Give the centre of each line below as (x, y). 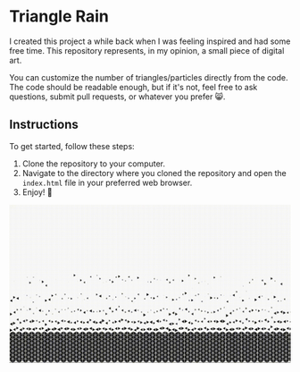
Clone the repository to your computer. (94, 164)
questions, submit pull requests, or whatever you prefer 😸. (117, 97)
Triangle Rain (59, 17)
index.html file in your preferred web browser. (107, 182)
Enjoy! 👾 (37, 192)
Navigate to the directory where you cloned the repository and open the (154, 173)
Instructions (44, 125)
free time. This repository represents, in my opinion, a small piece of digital (147, 50)
